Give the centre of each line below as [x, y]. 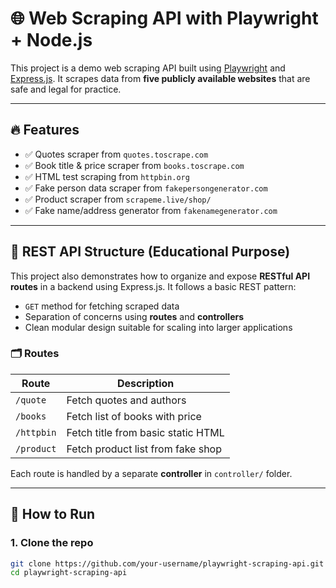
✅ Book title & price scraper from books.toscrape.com [134, 165]
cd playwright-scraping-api [69, 573]
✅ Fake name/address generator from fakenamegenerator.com [151, 210]
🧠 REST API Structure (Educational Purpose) [150, 252]
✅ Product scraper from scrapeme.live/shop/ [118, 199]
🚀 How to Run [53, 514]
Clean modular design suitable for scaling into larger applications [158, 327]
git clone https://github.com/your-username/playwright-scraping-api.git [167, 563]
